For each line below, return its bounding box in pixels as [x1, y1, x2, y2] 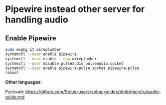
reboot [5, 70, 19, 75]
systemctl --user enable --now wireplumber [5, 56, 97, 61]
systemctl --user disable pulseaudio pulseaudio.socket [5, 61, 124, 66]
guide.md [5, 94, 25, 100]
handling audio [5, 14, 68, 25]
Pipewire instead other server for [5, 3, 145, 15]
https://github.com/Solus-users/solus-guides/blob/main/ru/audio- [25, 89, 161, 95]
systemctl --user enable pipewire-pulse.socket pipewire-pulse [5, 66, 140, 71]
